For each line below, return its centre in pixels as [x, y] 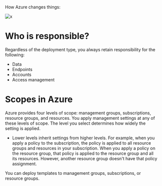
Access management [33, 79]
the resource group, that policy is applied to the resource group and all [83, 153]
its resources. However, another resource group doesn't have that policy [85, 158]
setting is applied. [23, 128]
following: [15, 55]
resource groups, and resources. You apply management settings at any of [80, 118]
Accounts [22, 74]
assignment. [24, 164]
